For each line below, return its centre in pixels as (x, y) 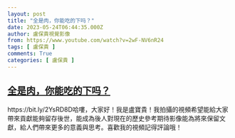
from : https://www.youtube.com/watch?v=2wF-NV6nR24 (85, 41)
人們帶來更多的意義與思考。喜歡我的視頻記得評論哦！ (104, 127)
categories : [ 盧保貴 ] (41, 60)
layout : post (27, 14)
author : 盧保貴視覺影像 (39, 34)
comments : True (30, 54)
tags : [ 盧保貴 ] (31, 47)
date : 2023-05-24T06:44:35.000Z (55, 27)
